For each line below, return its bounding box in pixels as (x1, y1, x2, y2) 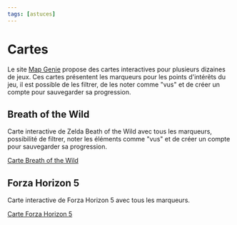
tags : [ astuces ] (7, 10, 56, 18)
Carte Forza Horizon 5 (7, 210, 73, 219)
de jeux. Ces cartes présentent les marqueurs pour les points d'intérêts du (7, 72, 226, 81)
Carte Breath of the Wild (7, 156, 79, 165)
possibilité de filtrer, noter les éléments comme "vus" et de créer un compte (7, 135, 231, 144)
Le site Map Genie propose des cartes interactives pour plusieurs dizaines (7, 65, 226, 74)
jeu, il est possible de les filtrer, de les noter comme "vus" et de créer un (7, 80, 220, 89)
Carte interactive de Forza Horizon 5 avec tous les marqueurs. (7, 196, 191, 204)
